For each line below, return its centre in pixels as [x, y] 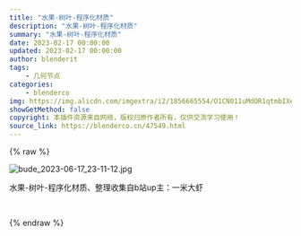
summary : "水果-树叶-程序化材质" [66, 34]
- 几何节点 [43, 76]
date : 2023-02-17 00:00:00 [60, 43]
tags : [19, 68]
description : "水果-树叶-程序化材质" [73, 26]
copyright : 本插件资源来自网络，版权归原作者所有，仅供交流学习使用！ [125, 118]
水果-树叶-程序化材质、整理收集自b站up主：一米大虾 [107, 188]
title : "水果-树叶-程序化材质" [61, 17]
